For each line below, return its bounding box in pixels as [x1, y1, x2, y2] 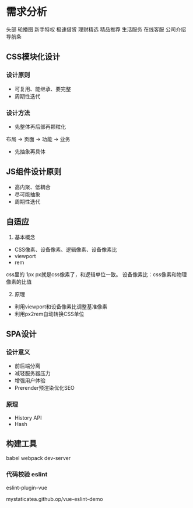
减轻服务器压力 [14, 370, 51, 377]
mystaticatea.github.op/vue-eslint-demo [6, 495, 103, 502]
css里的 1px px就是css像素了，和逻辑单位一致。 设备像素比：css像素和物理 [6, 270, 187, 278]
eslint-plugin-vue [6, 484, 48, 491]
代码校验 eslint [6, 471, 48, 479]
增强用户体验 [14, 377, 45, 384]
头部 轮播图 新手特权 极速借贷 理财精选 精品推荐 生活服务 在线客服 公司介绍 [6, 26, 187, 33]
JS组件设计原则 [6, 167, 62, 177]
